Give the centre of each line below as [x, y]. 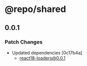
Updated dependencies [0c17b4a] [47, 52]
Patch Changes [24, 42]
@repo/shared [35, 9]
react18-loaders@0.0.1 [42, 58]
